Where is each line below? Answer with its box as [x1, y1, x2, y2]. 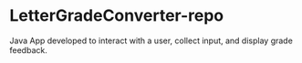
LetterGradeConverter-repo [9, 5, 224, 26]
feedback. [9, 44, 47, 55]
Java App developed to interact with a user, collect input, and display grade [9, 35, 294, 46]
